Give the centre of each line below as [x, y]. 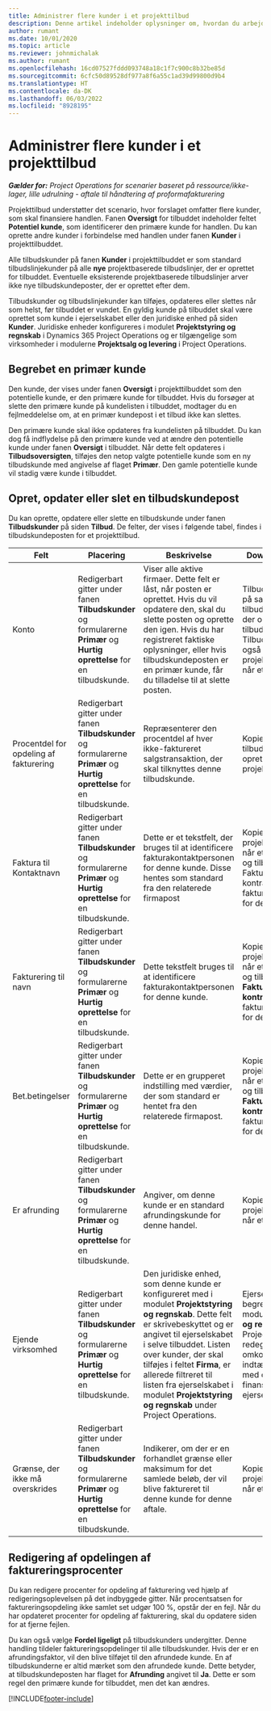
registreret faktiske [179, 639]
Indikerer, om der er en [186, 1448]
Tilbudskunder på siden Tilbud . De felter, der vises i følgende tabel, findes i [135, 527]
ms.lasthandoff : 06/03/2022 [56, 99]
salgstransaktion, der [183, 759]
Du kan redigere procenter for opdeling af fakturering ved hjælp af [118, 1590]
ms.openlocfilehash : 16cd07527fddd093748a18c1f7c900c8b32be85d [117, 69]
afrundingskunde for [182, 1215]
